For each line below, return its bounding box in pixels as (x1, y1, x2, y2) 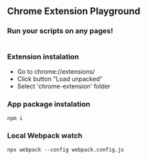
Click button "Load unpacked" (16, 74, 103, 83)
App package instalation (7, 99, 91, 109)
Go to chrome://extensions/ (16, 67, 95, 75)
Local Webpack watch (7, 131, 83, 141)
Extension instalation (7, 52, 80, 61)
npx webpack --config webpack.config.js (7, 146, 125, 154)
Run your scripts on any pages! (7, 26, 113, 36)
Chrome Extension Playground (7, 6, 141, 17)
